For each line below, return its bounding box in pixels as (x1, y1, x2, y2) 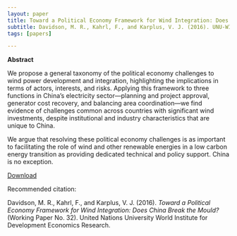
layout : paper (7, 10, 49, 18)
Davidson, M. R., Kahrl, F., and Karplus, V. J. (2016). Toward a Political (7, 199, 211, 207)
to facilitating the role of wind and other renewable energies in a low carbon (7, 142, 228, 151)
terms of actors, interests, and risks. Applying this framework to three (7, 84, 209, 92)
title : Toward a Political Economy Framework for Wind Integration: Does (7, 17, 229, 24)
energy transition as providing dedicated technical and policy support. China (7, 150, 230, 159)
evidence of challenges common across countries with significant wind (7, 106, 214, 115)
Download (7, 171, 37, 180)
